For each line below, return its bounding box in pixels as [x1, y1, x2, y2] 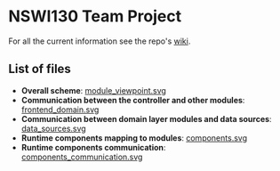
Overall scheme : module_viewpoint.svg [20, 85, 166, 95]
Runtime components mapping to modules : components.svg [20, 132, 248, 143]
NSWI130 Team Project [8, 6, 182, 27]
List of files [8, 61, 72, 77]
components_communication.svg [20, 151, 143, 162]
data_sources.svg [20, 123, 86, 134]
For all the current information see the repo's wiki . [8, 36, 191, 46]
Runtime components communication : [20, 142, 166, 152]
